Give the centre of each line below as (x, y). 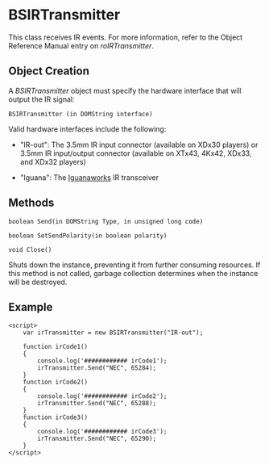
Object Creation (49, 71)
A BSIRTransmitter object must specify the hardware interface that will (125, 90)
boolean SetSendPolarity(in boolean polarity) (88, 236)
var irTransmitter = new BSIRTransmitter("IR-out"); (113, 333)
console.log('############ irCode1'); (102, 361)
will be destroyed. (38, 282)
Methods (31, 203)
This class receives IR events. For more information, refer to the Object (126, 37)
